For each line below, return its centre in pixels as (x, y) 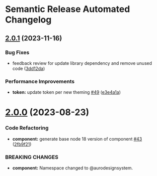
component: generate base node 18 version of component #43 (77, 139)
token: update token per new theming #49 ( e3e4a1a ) (66, 92)
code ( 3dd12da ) (29, 68)
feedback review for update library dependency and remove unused (82, 63)
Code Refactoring (27, 128)
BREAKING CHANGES (32, 157)
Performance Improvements (40, 81)
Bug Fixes (17, 52)
